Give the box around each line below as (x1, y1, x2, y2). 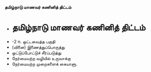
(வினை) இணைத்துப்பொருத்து (11, 44, 65, 50)
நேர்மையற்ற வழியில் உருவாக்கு (11, 55, 71, 61)
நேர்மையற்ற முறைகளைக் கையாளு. (11, 61, 78, 67)
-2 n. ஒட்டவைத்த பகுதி (11, 38, 55, 44)
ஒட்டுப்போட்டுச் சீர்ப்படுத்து (11, 50, 61, 56)
